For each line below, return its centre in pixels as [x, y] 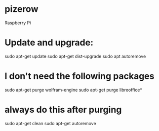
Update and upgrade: [49, 43]
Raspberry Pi [18, 23]
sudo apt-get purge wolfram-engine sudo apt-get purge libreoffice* [74, 90]
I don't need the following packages [79, 76]
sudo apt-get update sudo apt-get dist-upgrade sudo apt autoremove [75, 56]
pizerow [21, 9]
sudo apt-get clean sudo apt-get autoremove [51, 123]
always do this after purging [63, 110]
